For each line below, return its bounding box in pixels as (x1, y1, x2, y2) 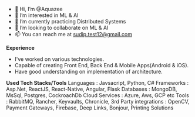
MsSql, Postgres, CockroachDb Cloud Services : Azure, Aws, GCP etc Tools (6, 92, 189, 99)
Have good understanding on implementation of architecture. (14, 68, 163, 75)
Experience (6, 44, 35, 51)
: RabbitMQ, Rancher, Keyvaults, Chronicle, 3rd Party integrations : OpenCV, (6, 98, 190, 105)
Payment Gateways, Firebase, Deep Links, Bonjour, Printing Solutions (6, 104, 174, 111)
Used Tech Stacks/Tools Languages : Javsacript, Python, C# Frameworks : (6, 80, 189, 86)
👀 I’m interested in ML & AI (14, 12, 79, 19)
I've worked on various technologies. (14, 56, 105, 63)
